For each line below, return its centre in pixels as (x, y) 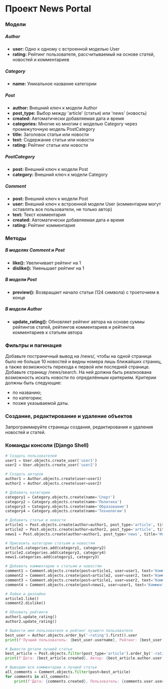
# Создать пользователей (31, 456)
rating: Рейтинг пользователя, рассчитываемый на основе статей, (83, 54)
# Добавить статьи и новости (35, 520)
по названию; (27, 393)
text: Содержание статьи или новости (53, 140)
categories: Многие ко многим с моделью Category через (75, 124)
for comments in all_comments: (38, 676)
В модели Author (24, 309)
